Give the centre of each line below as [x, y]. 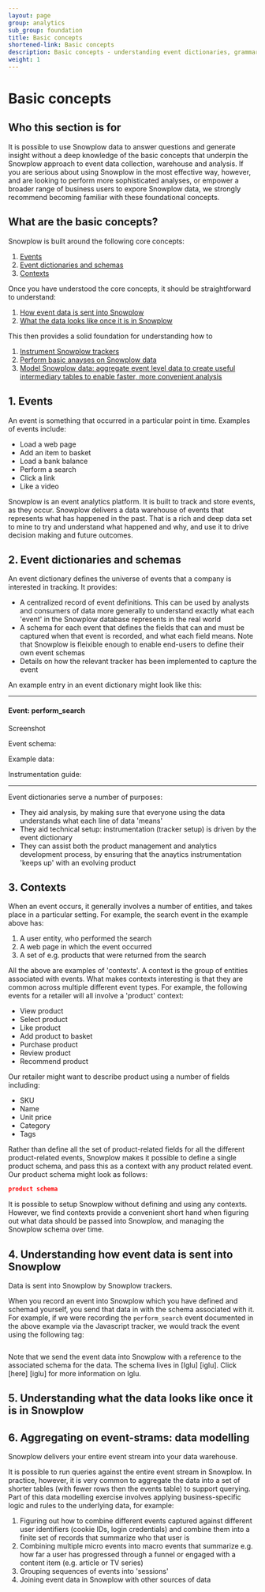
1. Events [31, 401]
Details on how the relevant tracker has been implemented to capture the [138, 662]
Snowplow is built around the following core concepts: [97, 241]
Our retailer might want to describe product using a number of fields [119, 1077]
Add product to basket [56, 1036]
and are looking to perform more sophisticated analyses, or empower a [123, 180]
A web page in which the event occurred [86, 947]
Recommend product [54, 1062]
